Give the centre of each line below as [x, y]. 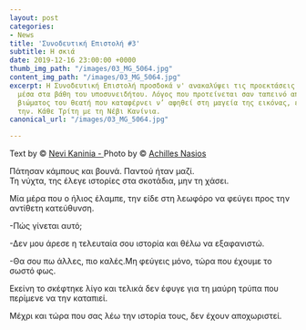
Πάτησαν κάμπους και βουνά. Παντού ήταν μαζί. [102, 171]
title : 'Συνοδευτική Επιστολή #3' [75, 43]
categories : [32, 26]
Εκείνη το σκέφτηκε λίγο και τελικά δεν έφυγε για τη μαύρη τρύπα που [144, 289]
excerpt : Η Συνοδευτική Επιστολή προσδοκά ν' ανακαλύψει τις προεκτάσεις [153, 86]
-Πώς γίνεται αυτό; [46, 226]
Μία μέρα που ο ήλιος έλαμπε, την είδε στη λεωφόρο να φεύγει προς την [149, 199]
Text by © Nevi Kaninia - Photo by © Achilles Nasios [108, 154]
